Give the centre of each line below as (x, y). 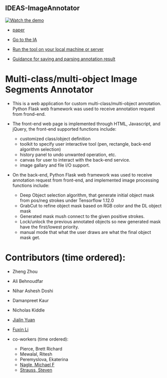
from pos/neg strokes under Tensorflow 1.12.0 (67, 200)
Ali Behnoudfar (28, 281)
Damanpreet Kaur (30, 300)
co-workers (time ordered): (40, 339)
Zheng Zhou (25, 271)
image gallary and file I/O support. (55, 165)
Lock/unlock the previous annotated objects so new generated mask (90, 221)
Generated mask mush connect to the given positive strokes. (82, 216)
